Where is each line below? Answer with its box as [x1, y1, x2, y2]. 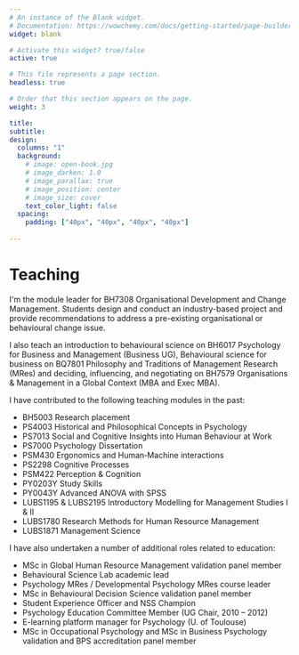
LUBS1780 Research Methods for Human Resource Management [21, 515, 260, 526]
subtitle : [9, 126, 46, 136]
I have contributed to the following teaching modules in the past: [9, 394, 246, 405]
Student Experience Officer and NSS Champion [21, 597, 196, 608]
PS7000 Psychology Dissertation [21, 440, 143, 450]
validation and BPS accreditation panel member [21, 635, 198, 646]
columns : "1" [17, 143, 66, 152]
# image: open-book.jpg [25, 160, 114, 169]
